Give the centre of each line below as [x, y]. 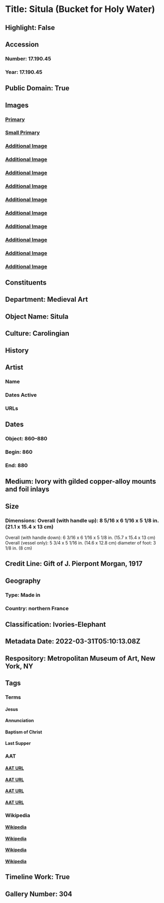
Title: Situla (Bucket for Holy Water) [80, 9]
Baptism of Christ [24, 732]
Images [17, 105]
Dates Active [21, 395]
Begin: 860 [19, 452]
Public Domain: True [37, 88]
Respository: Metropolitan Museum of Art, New [80, 658]
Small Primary [22, 133]
